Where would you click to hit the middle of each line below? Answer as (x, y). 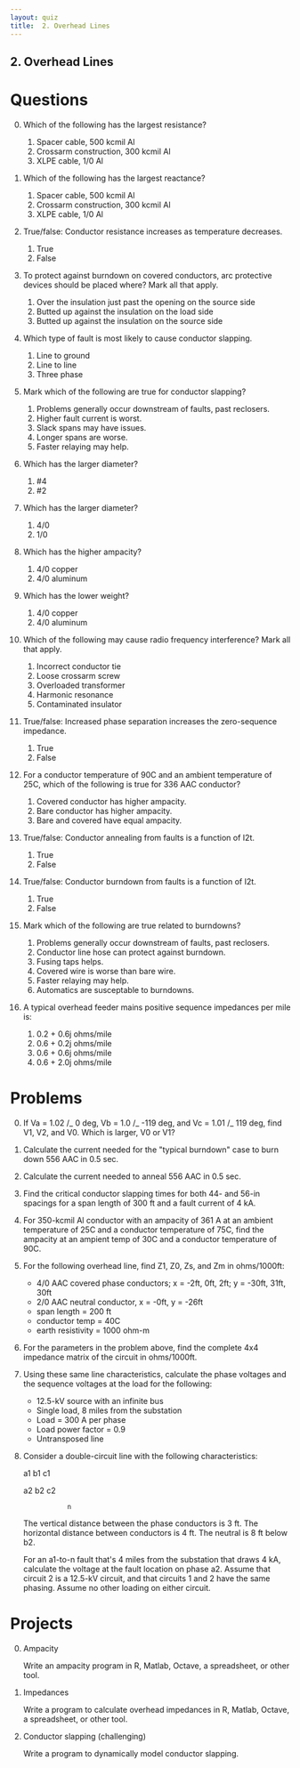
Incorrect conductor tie (78, 666)
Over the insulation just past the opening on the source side (146, 302)
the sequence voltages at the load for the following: (118, 1384)
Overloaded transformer (81, 685)
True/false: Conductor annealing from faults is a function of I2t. (138, 837)
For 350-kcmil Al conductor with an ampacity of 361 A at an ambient (148, 1220)
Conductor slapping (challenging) (84, 1736)
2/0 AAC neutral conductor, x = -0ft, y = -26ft (120, 1302)
